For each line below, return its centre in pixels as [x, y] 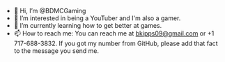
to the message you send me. [56, 51]
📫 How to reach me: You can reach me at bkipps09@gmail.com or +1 [114, 33]
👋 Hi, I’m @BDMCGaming [50, 11]
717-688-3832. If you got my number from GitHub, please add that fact [116, 43]
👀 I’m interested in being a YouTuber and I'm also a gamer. [97, 18]
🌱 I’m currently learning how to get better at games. [88, 25]
